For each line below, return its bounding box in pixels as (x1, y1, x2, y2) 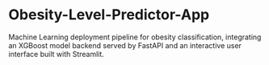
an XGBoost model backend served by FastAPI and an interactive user (8, 40, 242, 50)
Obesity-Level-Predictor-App (8, 6, 210, 24)
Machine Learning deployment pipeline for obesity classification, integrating (8, 32, 262, 42)
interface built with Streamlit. (8, 49, 105, 59)
